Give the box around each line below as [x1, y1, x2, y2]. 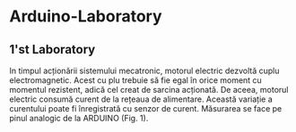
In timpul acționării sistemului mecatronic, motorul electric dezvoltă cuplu [9, 65, 280, 76]
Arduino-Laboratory [9, 6, 163, 27]
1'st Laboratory [9, 42, 96, 57]
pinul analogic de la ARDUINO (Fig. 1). [9, 113, 149, 123]
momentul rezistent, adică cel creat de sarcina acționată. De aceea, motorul [9, 85, 289, 95]
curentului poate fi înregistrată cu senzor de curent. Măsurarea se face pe [9, 103, 283, 113]
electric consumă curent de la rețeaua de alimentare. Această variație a [9, 94, 274, 104]
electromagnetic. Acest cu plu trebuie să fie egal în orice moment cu [9, 75, 262, 86]
